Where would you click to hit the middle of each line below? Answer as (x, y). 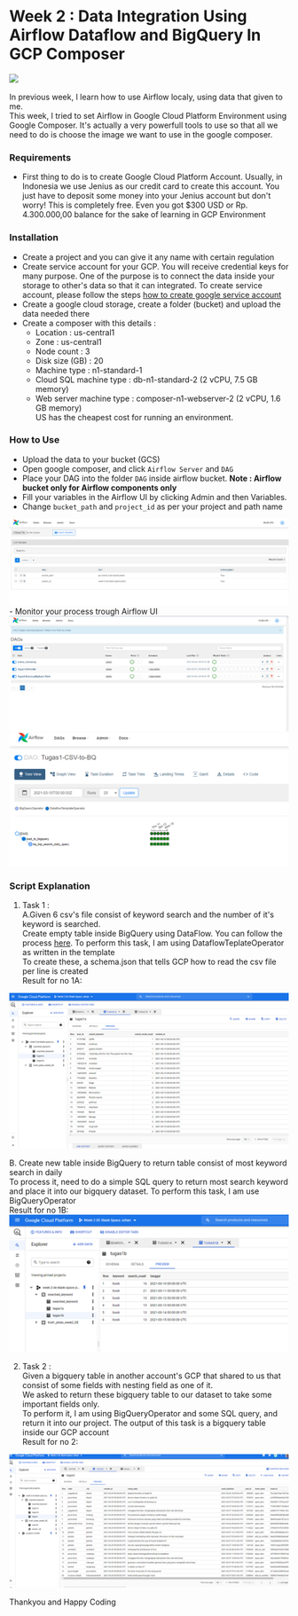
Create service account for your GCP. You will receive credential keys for (155, 266)
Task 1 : (36, 906)
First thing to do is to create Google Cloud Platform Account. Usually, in (152, 177)
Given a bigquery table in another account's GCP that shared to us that (151, 1376)
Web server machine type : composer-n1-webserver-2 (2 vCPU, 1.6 (158, 398)
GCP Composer (67, 54)
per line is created (55, 971)
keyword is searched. (61, 924)
